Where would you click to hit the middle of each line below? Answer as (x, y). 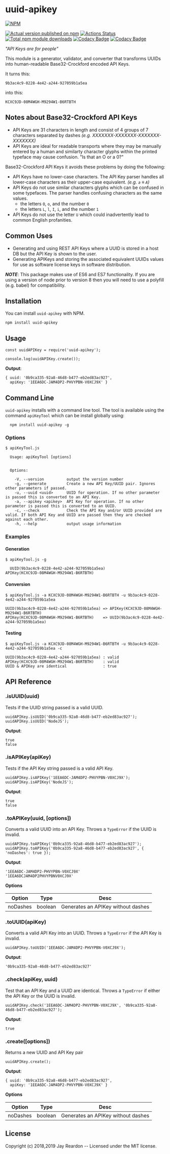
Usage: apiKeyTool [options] (41, 457)
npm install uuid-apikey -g (40, 425)
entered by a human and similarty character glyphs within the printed (85, 151)
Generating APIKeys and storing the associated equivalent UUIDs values (88, 259)
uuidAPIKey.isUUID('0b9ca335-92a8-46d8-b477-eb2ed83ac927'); (71, 717)
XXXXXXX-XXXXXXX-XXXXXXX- (127, 135)
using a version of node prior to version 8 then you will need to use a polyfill (84, 280)
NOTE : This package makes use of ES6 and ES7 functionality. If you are (80, 274)
